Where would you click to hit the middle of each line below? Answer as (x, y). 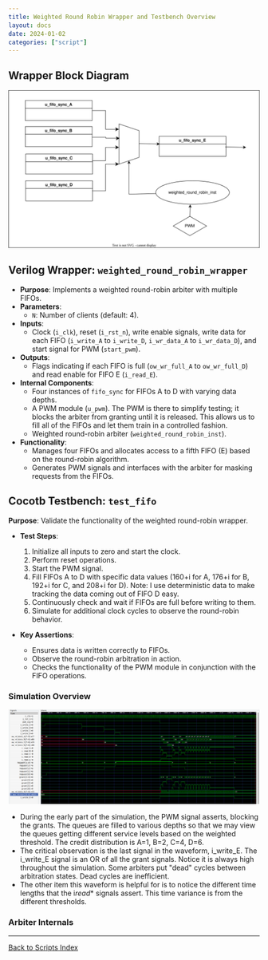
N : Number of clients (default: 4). (85, 314)
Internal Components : (57, 382)
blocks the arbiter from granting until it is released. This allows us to (143, 417)
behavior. (47, 619)
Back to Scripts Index (43, 947)
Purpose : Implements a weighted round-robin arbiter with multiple (128, 289)
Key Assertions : (47, 634)
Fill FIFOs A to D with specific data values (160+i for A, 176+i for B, (140, 577)
